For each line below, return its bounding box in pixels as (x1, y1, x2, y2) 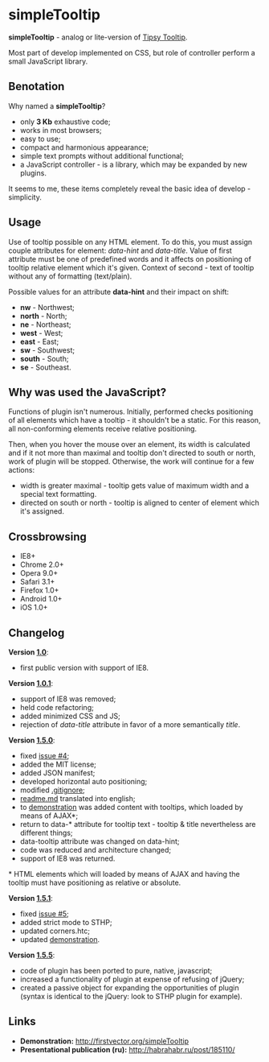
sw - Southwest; (19, 345, 75, 355)
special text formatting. (19, 490, 97, 499)
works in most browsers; (19, 125, 102, 134)
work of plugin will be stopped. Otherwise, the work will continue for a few (8, 457, 255, 466)
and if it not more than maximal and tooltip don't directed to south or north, (8, 448, 256, 458)
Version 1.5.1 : (8, 894, 54, 903)
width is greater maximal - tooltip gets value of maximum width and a (19, 481, 250, 490)
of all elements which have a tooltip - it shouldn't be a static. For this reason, (8, 415, 261, 425)
